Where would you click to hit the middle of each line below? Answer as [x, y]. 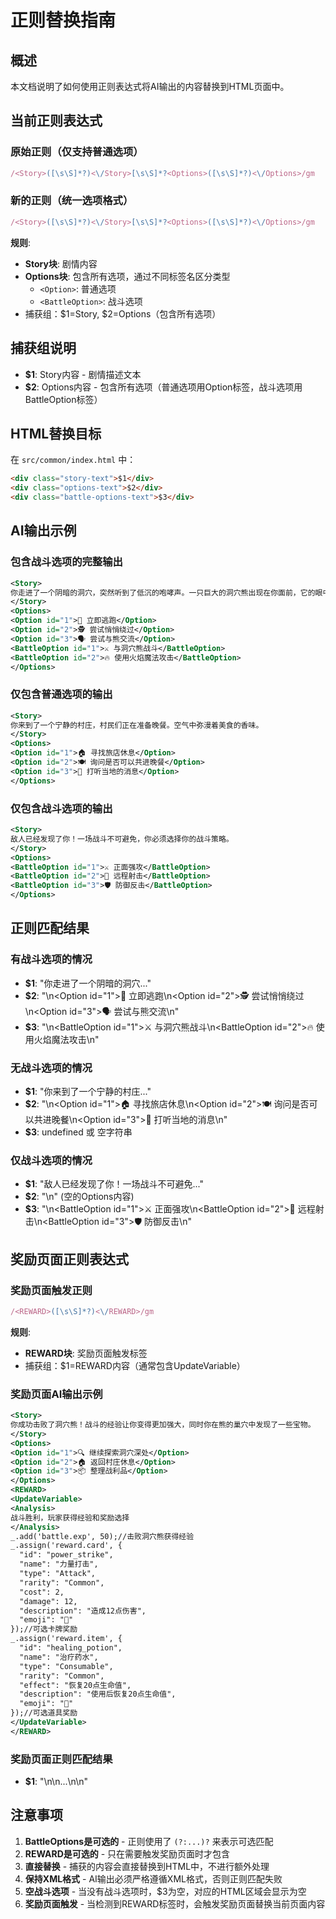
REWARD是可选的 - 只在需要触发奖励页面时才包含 [127, 1853]
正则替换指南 [63, 20]
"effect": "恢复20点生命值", [75, 1685]
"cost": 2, [42, 1592]
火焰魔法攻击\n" [66, 1039]
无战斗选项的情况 [51, 1068]
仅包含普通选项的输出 [61, 694]
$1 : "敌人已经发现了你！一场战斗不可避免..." [114, 1184]
